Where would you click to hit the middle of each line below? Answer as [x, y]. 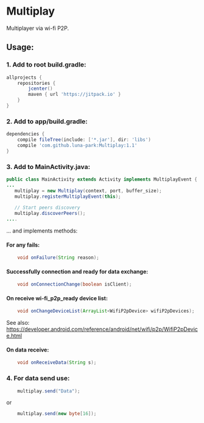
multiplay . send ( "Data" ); [49, 391]
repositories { [37, 83]
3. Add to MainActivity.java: [48, 167]
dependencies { [26, 134]
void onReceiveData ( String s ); [57, 363]
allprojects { [24, 78]
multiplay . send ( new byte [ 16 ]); [57, 414]
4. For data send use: [38, 378]
